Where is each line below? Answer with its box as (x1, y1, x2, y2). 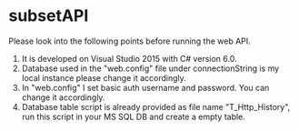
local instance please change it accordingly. (21, 72, 187, 83)
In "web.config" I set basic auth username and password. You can (21, 82, 270, 93)
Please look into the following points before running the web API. (8, 35, 251, 46)
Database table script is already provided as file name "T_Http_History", (21, 101, 291, 112)
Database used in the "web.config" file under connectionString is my (21, 63, 280, 74)
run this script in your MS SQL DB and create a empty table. (21, 111, 246, 122)
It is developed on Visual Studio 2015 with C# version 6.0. (21, 53, 237, 64)
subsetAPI (8, 5, 89, 26)
